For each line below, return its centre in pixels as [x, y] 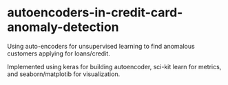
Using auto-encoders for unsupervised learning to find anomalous [101, 46]
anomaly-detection [63, 27]
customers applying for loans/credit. [59, 53]
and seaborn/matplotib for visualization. [64, 74]
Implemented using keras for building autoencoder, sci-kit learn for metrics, [114, 66]
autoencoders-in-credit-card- [95, 13]
